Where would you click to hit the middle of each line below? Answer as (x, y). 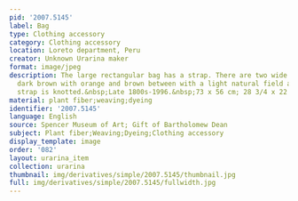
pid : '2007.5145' (41, 17)
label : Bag (29, 26)
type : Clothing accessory (57, 34)
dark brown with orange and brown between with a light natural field (150, 84)
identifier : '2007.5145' (55, 109)
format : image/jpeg (45, 68)
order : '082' (33, 149)
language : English (43, 117)
